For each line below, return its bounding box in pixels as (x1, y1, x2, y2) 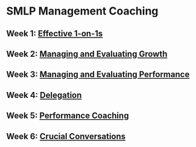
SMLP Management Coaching (6, 4, 159, 18)
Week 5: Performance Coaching (6, 111, 129, 121)
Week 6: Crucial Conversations (6, 131, 126, 142)
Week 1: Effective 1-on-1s (6, 28, 103, 39)
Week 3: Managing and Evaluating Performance (6, 70, 190, 80)
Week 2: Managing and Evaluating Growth (6, 48, 168, 59)
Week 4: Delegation (6, 90, 82, 100)
